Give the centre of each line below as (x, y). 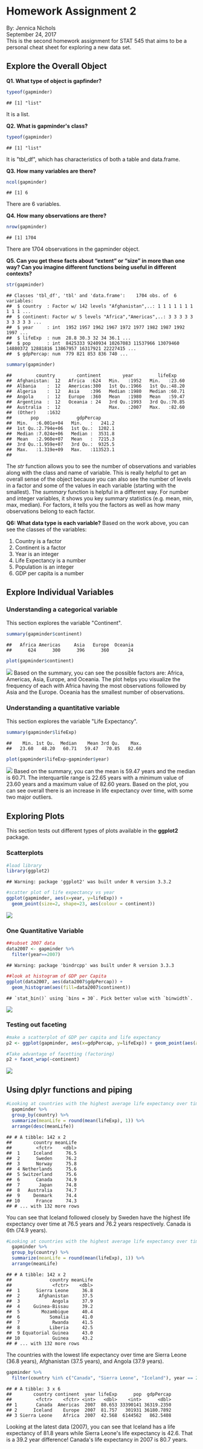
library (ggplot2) (28, 871)
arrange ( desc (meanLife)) (43, 1126)
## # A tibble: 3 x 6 (34, 1389)
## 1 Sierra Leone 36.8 (50, 1290)
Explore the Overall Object (56, 66)
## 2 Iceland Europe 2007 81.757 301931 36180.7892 (89, 1410)
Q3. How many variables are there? (51, 171)
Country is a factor (38, 541)
